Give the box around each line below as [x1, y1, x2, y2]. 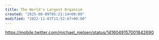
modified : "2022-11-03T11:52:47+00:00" [5, 16, 87, 21]
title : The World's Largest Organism [5, 7, 83, 12]
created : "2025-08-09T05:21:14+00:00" [5, 12, 85, 17]
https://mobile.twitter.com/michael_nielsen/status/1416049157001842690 [5, 30, 154, 36]
